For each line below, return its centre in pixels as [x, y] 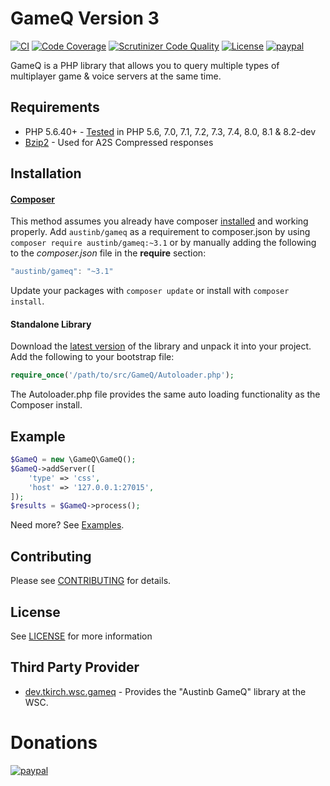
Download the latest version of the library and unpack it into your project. [161, 346]
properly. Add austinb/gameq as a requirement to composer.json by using [160, 232]
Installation [46, 173]
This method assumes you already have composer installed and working [159, 221]
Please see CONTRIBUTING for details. [91, 581]
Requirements [55, 107]
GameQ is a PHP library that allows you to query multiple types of [145, 65]
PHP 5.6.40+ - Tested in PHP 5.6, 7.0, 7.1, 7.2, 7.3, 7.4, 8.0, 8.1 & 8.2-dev [170, 131]
